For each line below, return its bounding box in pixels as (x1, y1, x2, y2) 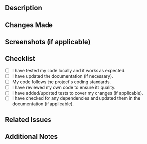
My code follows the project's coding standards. (12, 79, 111, 85)
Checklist (5, 54, 36, 63)
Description (5, 4, 42, 12)
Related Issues (5, 115, 51, 124)
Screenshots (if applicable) (5, 38, 91, 46)
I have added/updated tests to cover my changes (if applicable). (12, 90, 143, 96)
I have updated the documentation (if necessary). (12, 73, 113, 79)
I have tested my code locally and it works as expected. (12, 67, 126, 73)
